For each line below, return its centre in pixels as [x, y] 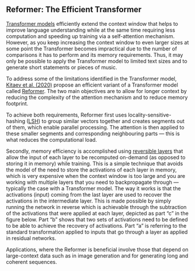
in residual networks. [31, 238]
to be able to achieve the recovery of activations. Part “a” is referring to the [96, 225]
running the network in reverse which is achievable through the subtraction [96, 207]
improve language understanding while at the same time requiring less [90, 30]
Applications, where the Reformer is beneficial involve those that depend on [97, 249]
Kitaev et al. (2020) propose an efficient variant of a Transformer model [92, 85]
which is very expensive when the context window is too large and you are [96, 176]
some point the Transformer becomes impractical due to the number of [92, 49]
